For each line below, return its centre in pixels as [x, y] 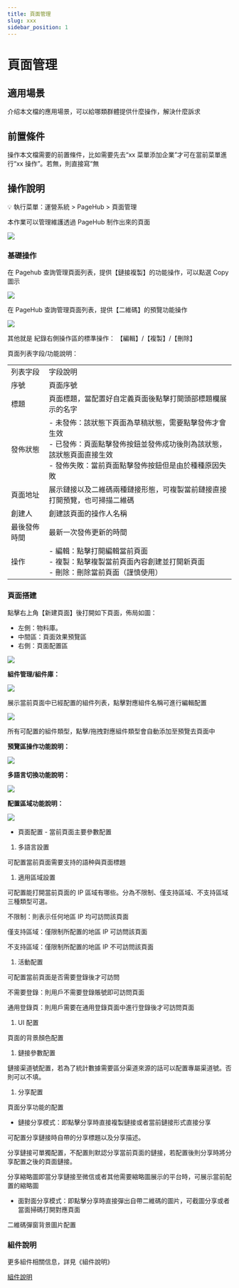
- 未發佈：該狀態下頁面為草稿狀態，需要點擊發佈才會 [137, 423]
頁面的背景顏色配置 [36, 1037]
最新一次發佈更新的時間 [88, 532]
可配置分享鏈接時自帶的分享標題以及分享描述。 [76, 1137]
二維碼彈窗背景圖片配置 [42, 1225]
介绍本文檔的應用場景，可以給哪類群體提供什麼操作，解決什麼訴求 [104, 112]
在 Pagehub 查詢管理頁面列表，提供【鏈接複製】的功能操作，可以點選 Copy [118, 272]
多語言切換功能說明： [38, 775]
